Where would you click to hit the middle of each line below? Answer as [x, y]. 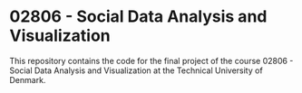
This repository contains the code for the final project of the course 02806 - [151, 60]
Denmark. [28, 79]
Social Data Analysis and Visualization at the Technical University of [136, 70]
